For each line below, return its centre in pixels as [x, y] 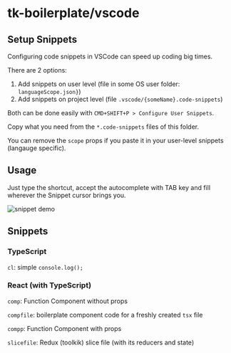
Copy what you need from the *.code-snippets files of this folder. [103, 127]
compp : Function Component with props [65, 328]
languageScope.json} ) [49, 91]
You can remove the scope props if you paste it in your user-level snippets [115, 141]
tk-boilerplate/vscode [73, 13]
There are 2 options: [37, 70]
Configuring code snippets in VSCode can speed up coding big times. [110, 56]
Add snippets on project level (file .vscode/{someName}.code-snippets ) [120, 99]
